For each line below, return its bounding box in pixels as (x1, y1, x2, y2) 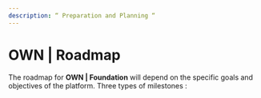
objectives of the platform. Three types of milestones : (8, 80, 188, 90)
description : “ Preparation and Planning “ (8, 11, 156, 20)
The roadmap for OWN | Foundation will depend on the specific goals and (8, 73, 254, 82)
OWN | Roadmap (8, 45, 121, 64)
